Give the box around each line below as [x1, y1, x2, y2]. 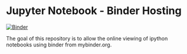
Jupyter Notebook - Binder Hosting [6, 4, 182, 18]
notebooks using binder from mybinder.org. [6, 41, 112, 48]
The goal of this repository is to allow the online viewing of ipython [6, 35, 168, 42]
